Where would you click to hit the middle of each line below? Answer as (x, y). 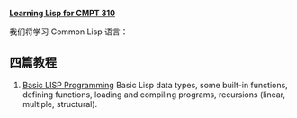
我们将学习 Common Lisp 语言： (69, 32)
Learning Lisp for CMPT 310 (62, 13)
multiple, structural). (60, 104)
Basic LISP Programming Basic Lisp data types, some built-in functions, (155, 85)
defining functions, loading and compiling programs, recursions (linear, (154, 95)
